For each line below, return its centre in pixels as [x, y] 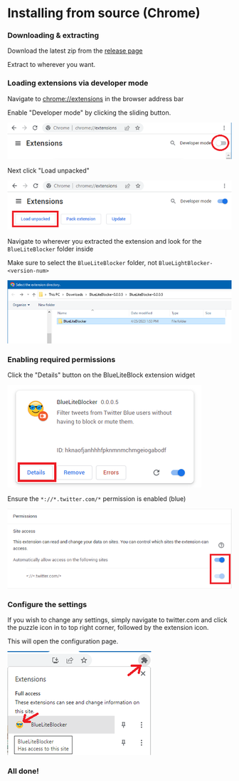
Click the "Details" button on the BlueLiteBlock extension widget [101, 375]
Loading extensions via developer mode [78, 83]
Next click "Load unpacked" [49, 171]
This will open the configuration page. [63, 641]
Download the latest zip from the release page [75, 51]
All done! [23, 771]
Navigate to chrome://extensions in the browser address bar [96, 98]
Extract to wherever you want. [52, 65]
